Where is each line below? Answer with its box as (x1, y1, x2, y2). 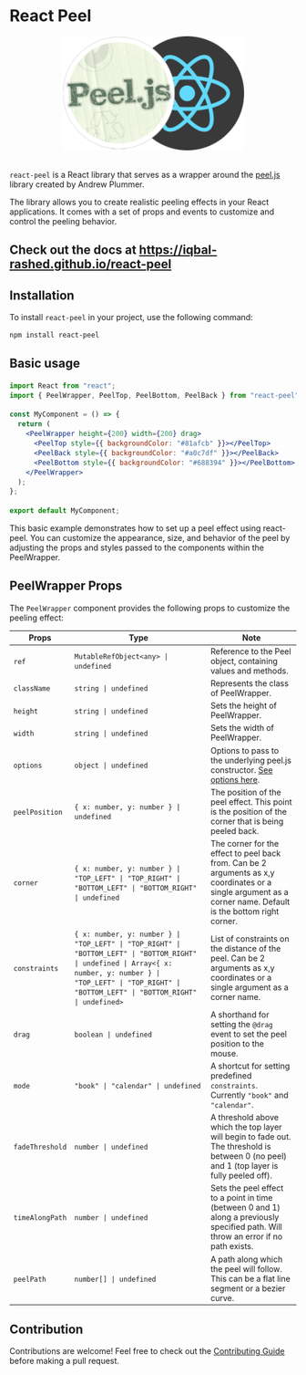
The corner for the (210, 839, 280, 849)
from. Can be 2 (210, 858, 267, 869)
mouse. (210, 1047, 239, 1058)
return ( (17, 420, 51, 429)
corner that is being (210, 816, 284, 827)
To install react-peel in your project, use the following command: (9, 312, 253, 323)
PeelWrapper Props (9, 578, 123, 594)
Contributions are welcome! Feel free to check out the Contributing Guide (9, 1345, 285, 1356)
